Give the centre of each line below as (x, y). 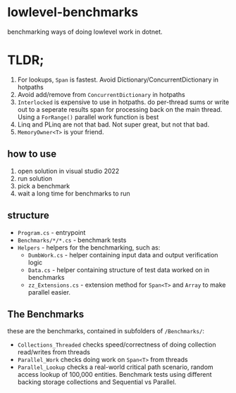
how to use (32, 154)
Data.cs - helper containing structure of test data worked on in (119, 270)
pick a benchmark (44, 186)
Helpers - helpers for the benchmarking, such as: (89, 247)
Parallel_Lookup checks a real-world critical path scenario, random (115, 367)
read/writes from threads (54, 352)
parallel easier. (49, 292)
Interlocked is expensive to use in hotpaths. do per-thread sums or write (123, 102)
